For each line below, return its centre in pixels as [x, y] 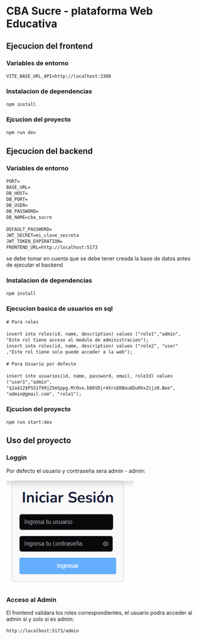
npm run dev [21, 133]
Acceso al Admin [31, 600]
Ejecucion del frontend [49, 46]
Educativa [32, 24]
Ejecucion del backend [49, 151]
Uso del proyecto [39, 440]
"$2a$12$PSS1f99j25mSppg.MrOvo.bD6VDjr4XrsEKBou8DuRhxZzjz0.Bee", [91, 388]
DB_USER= [17, 205]
